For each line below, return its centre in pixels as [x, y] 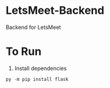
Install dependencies [41, 68]
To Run [24, 52]
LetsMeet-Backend [55, 11]
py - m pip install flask [37, 79]
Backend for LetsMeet [33, 27]
